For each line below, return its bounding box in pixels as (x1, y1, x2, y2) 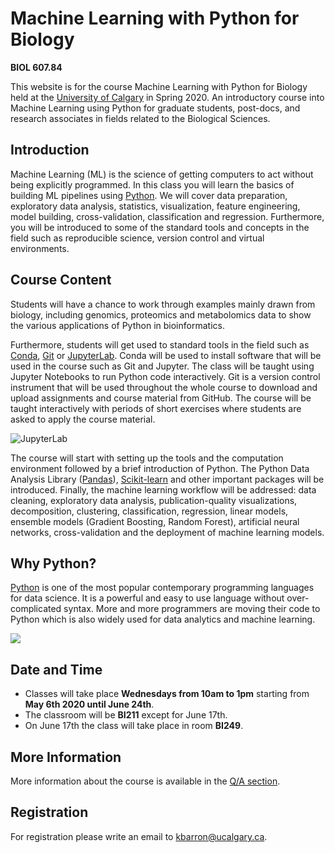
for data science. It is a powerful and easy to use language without (10, 592, 285, 604)
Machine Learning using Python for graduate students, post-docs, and (10, 102, 301, 114)
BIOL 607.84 (10, 61, 63, 73)
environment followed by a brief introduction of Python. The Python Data (10, 462, 310, 474)
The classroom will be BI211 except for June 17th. (24, 709, 228, 721)
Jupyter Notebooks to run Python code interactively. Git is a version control (10, 370, 321, 382)
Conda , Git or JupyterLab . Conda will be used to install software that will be (10, 349, 322, 361)
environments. (10, 242, 70, 254)
